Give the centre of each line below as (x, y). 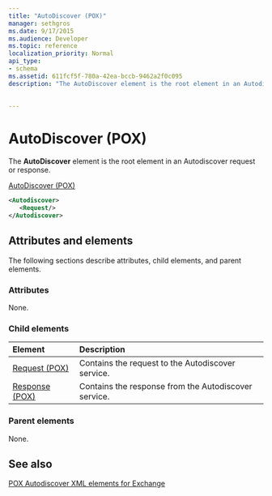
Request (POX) (41, 368)
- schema (23, 69)
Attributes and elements (71, 241)
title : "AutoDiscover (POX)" (57, 16)
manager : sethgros (39, 24)
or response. (30, 170)
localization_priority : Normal (61, 53)
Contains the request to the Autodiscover (158, 363)
